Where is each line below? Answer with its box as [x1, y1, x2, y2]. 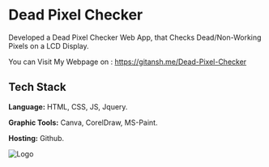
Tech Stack [8, 80, 66, 94]
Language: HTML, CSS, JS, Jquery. [8, 101, 128, 111]
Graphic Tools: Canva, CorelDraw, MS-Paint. [8, 118, 158, 127]
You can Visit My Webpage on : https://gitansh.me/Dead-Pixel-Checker [8, 57, 247, 66]
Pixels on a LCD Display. [8, 41, 89, 50]
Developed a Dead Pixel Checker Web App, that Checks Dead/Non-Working [8, 32, 262, 42]
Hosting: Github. [8, 133, 65, 143]
